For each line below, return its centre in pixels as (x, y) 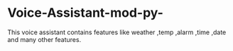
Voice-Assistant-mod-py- (85, 13)
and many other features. (44, 39)
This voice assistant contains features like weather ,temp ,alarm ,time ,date (117, 32)
